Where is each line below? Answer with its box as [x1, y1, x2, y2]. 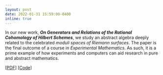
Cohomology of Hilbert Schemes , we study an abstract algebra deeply [5, 35, 149, 40]
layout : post [5, 7, 32, 12]
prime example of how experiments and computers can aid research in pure [5, 50, 158, 56]
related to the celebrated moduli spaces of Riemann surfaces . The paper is [5, 40, 157, 46]
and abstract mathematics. [5, 56, 59, 61]
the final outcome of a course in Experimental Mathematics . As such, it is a [5, 45, 157, 51]
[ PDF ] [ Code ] [5, 65, 32, 71]
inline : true [5, 16, 32, 21]
